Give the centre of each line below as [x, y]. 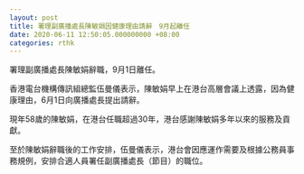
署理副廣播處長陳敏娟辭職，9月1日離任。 [85, 69]
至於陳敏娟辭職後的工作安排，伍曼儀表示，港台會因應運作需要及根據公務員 [148, 150]
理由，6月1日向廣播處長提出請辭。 [81, 100]
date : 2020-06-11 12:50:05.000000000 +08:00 [95, 34]
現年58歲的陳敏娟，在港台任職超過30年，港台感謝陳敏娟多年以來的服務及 [146, 119]
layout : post [34, 18]
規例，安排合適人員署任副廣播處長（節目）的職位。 [112, 161]
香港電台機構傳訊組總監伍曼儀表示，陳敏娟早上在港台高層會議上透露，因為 [148, 89]
